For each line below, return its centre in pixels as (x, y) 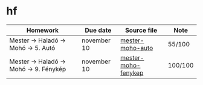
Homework (43, 30)
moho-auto (137, 48)
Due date (98, 30)
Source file (141, 30)
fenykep (132, 72)
